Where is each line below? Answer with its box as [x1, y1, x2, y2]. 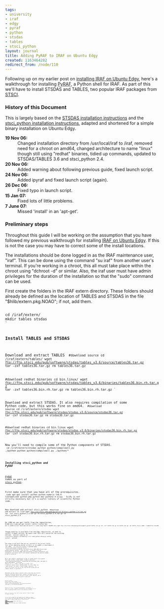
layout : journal [5, 48, 38, 53]
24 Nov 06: [5, 172, 29, 178]
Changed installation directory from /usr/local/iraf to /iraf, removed [17, 140, 153, 146]
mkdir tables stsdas [5, 316, 48, 321]
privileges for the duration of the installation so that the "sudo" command [5, 273, 154, 279]
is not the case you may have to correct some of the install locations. [5, 242, 145, 248]
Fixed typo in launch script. [17, 188, 73, 193]
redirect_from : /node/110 [5, 62, 58, 67]
